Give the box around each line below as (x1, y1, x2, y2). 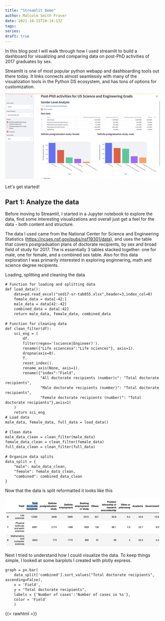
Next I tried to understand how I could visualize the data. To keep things (5, 552, 151, 558)
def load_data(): (5, 287, 41, 292)
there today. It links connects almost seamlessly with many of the (5, 73, 137, 79)
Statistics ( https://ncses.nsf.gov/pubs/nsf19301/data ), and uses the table (5, 236, 152, 242)
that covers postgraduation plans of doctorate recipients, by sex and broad (5, 241, 157, 247)
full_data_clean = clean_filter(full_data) (5, 445, 96, 450)
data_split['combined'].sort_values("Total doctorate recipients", (14, 573, 155, 578)
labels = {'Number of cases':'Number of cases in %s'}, (14, 592, 131, 597)
